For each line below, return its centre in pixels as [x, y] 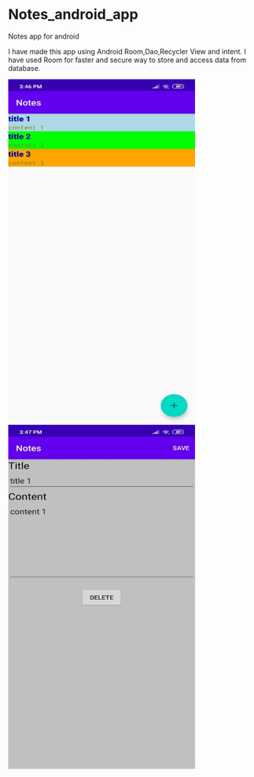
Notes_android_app [74, 15]
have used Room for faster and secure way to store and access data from [127, 60]
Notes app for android [44, 36]
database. [24, 68]
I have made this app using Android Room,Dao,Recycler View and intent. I [127, 51]
